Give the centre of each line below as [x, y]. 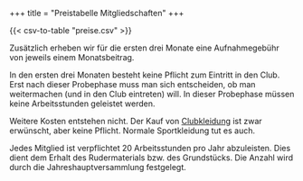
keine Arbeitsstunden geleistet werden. [82, 104]
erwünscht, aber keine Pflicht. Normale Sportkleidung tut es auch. [133, 131]
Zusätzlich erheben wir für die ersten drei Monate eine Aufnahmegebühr [144, 48]
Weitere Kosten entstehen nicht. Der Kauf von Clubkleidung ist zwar [136, 121]
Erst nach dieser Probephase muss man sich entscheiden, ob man [133, 84]
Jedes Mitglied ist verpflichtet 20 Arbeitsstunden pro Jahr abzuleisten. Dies [150, 148]
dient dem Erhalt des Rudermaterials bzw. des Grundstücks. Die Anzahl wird [151, 158]
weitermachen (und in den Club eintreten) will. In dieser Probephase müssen [152, 94]
